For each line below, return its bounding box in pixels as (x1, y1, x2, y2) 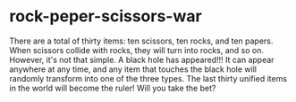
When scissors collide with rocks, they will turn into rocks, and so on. (9, 44, 264, 55)
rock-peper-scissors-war (9, 6, 203, 27)
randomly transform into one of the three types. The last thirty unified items (9, 73, 288, 83)
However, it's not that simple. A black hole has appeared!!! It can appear (9, 54, 275, 65)
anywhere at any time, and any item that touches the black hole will (9, 64, 258, 75)
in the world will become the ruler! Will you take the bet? (9, 82, 216, 93)
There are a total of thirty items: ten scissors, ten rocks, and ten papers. (9, 35, 274, 46)
